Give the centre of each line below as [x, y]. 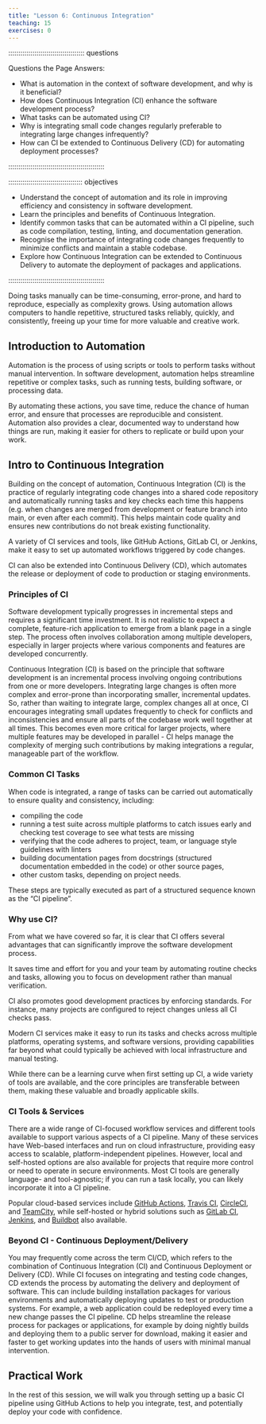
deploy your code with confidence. [66, 1412]
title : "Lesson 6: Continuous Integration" [81, 15]
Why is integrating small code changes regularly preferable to [121, 126]
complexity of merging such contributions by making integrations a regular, [131, 745]
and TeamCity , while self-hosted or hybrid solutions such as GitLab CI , [123, 1212]
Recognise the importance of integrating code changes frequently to [132, 240]
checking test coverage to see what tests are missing [107, 832]
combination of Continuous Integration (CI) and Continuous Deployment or [130, 1266]
